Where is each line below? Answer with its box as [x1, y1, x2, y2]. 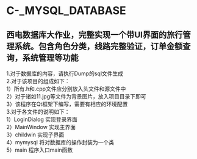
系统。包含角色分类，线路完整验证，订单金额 [14, 41, 183, 51]
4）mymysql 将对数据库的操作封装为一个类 [6, 139, 115, 146]
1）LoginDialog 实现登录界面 [6, 116, 77, 123]
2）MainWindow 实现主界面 [6, 124, 76, 130]
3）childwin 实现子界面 [6, 131, 65, 138]
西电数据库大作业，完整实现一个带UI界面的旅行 [6, 29, 183, 40]
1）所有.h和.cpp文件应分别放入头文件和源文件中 [6, 85, 126, 92]
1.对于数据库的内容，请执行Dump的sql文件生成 [6, 70, 124, 77]
